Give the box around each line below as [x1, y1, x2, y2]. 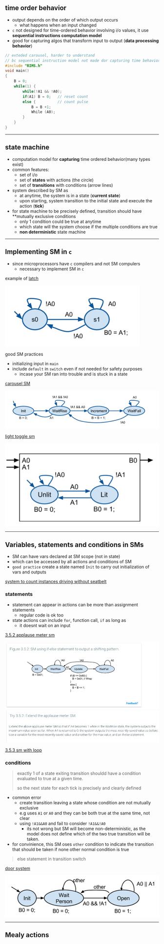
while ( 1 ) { [14, 84, 36, 89]
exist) [12, 161, 23, 167]
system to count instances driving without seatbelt [5, 578, 107, 584]
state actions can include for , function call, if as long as [12, 617, 126, 623]
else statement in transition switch [17, 856, 86, 862]
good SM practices [5, 351, 43, 357]
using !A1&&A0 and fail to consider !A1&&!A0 [19, 821, 106, 827]
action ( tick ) [19, 203, 44, 209]
